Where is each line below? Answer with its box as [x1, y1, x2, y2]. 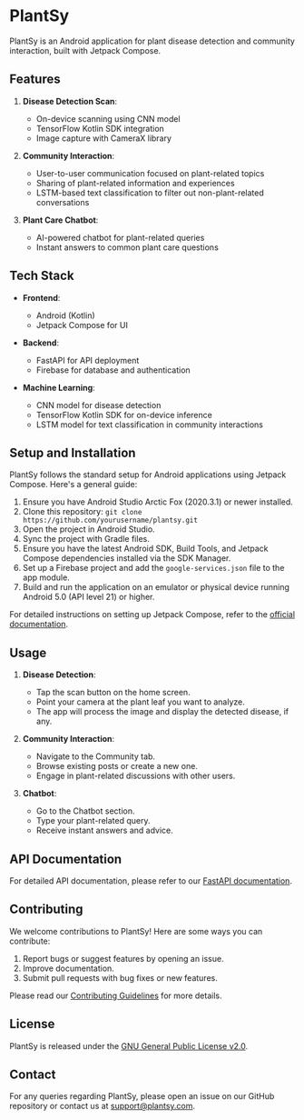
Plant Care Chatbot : [22, 215, 99, 225]
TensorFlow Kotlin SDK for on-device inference [35, 409, 213, 420]
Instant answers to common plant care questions [35, 242, 220, 253]
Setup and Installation [9, 445, 136, 460]
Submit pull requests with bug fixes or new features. [22, 972, 218, 983]
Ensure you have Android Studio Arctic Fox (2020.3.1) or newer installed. [22, 496, 293, 507]
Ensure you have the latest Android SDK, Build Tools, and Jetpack [22, 543, 269, 555]
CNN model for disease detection [35, 399, 162, 410]
